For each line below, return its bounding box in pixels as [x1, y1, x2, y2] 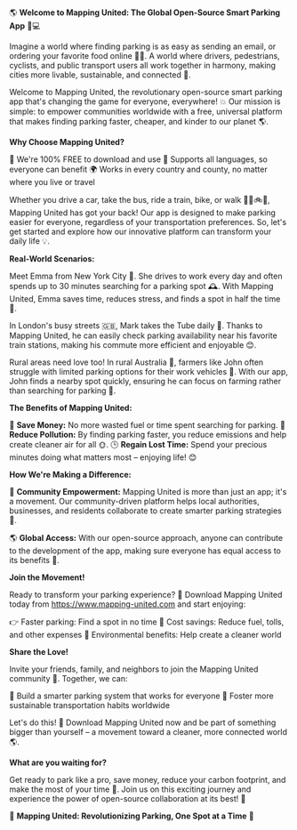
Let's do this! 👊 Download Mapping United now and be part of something [9, 717, 277, 728]
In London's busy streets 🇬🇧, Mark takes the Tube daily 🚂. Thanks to [9, 320, 263, 331]
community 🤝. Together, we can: [9, 673, 128, 683]
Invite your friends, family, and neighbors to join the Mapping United [9, 664, 259, 674]
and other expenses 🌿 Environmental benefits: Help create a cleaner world [9, 630, 282, 640]
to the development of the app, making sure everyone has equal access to [9, 545, 282, 556]
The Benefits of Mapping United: [9, 403, 132, 413]
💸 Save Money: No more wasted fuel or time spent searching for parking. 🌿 [9, 420, 286, 430]
